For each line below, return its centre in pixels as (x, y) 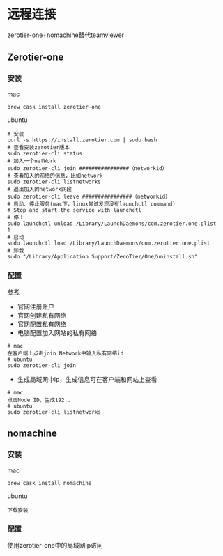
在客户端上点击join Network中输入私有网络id (66, 353)
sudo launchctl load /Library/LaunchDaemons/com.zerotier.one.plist (109, 243)
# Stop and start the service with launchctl (74, 210)
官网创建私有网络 (42, 315)
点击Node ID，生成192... (41, 400)
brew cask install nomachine (49, 483)
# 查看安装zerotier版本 (38, 147)
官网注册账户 (36, 307)
